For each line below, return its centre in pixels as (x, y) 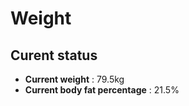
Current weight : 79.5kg (74, 79)
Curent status (54, 55)
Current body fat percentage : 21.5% (102, 90)
